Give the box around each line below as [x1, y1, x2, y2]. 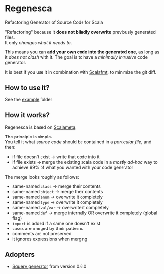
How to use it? [5, 84, 50, 92]
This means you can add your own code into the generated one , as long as [5, 49, 160, 55]
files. [5, 34, 15, 40]
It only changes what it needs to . [5, 39, 72, 45]
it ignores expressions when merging [12, 236, 88, 242]
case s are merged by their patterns [12, 226, 83, 231]
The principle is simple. [5, 134, 53, 139]
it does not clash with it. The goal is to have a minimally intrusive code [5, 54, 148, 60]
